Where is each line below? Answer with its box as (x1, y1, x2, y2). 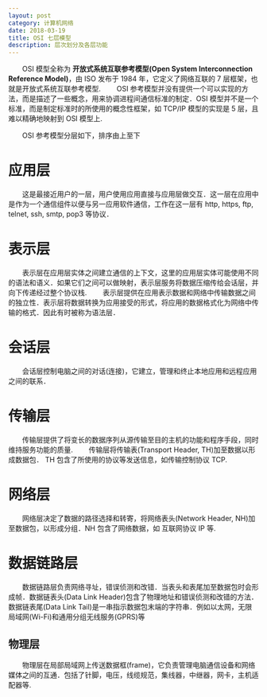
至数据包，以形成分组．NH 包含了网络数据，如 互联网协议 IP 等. (8, 523, 216, 533)
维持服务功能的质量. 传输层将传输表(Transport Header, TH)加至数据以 (8, 445, 249, 454)
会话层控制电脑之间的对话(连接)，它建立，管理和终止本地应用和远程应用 (21, 366, 257, 376)
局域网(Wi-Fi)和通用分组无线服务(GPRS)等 (8, 612, 145, 621)
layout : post (8, 11, 52, 20)
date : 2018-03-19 (8, 26, 66, 34)
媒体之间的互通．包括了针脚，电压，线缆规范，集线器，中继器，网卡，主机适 (8, 670, 259, 679)
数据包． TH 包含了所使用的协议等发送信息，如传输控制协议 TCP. (14, 454, 228, 464)
